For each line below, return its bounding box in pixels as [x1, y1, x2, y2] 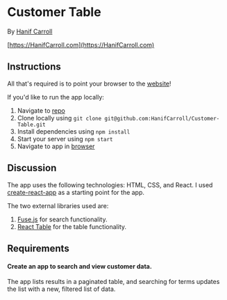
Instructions [7, 61, 61, 73]
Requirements [7, 242, 69, 254]
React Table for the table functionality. [17, 222, 127, 230]
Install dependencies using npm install [17, 127, 131, 136]
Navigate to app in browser [17, 142, 95, 150]
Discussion [7, 162, 57, 174]
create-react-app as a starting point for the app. [7, 188, 144, 196]
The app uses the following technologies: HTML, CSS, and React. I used [7, 180, 213, 189]
